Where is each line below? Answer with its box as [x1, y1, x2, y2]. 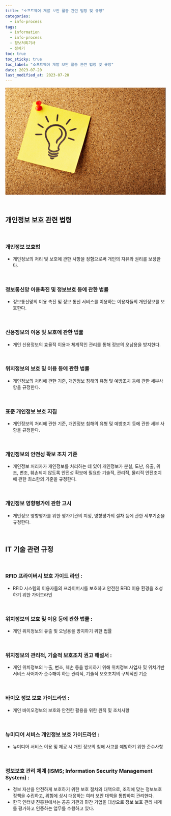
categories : [5, 13, 31, 19]
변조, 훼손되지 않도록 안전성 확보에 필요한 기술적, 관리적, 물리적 [19, 469, 145, 476]
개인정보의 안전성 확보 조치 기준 [5, 451, 78, 458]
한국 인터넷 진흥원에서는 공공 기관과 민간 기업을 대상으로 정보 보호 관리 [12, 799, 153, 805]
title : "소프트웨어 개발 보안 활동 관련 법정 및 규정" [5, 8, 105, 13]
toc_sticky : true [5, 57, 42, 62]
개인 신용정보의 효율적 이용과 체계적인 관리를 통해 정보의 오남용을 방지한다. [12, 341, 161, 348]
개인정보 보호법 [5, 243, 41, 250]
